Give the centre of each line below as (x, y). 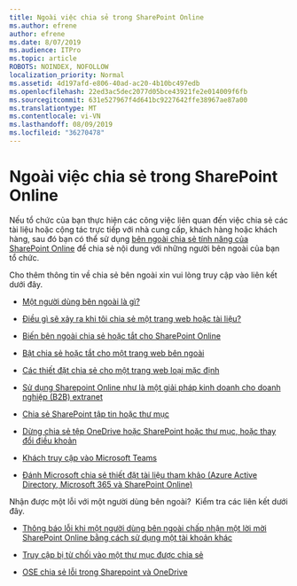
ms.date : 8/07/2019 (45, 42)
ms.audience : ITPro (45, 51)
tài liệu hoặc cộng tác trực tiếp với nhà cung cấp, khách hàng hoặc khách (143, 229)
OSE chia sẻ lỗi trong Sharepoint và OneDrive (105, 572)
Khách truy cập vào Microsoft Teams (90, 457)
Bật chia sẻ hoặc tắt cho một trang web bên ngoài (113, 353)
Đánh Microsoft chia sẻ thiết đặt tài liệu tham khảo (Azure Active (140, 474)
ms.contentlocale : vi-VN (55, 116)
